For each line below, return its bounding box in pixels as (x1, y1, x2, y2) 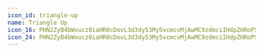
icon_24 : (7, 33, 36, 41)
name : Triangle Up (7, 19, 68, 26)
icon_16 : (7, 26, 36, 34)
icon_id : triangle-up (7, 11, 79, 19)
